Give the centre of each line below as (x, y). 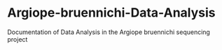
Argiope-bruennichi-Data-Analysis (111, 13)
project (18, 39)
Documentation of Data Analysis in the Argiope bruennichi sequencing (109, 32)
